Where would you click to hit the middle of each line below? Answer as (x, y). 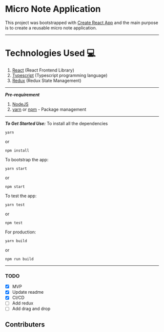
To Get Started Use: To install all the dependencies (57, 123)
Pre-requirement (22, 95)
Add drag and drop (31, 309)
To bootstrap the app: (27, 159)
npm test (14, 223)
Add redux (23, 303)
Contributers (25, 324)
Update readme (28, 292)
